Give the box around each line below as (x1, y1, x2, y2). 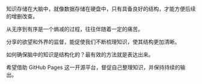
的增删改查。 (6, 13, 38, 20)
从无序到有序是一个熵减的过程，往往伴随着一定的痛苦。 (6, 26, 143, 32)
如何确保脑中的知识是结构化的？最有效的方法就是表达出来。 (6, 51, 154, 58)
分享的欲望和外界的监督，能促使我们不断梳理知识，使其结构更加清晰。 (6, 38, 180, 45)
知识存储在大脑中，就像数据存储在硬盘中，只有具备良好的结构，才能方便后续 (6, 5, 196, 12)
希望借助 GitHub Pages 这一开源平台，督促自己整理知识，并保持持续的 (6, 64, 180, 71)
